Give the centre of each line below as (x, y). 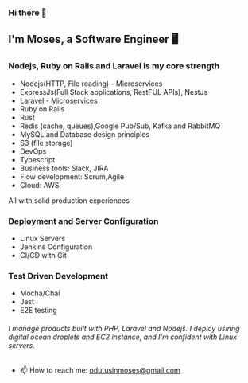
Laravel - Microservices (58, 100)
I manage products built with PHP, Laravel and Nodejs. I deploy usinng (124, 328)
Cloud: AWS (39, 185)
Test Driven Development (58, 276)
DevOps (33, 151)
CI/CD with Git (43, 255)
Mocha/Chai (40, 293)
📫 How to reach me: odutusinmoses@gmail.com (100, 370)
